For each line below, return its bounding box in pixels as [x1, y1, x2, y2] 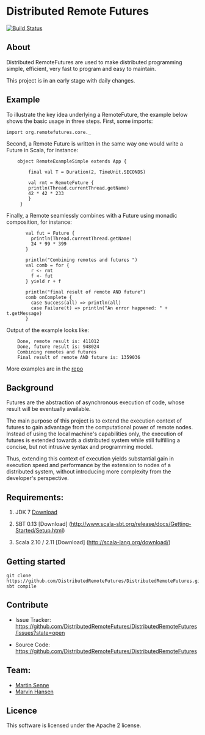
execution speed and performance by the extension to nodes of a [6, 462, 171, 469]
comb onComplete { [25, 294, 72, 300]
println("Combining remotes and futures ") [25, 257, 138, 263]
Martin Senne [15, 681, 49, 689]
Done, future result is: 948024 [17, 344, 99, 350]
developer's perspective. [6, 475, 69, 482]
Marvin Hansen [15, 688, 54, 695]
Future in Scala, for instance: [6, 146, 79, 153]
